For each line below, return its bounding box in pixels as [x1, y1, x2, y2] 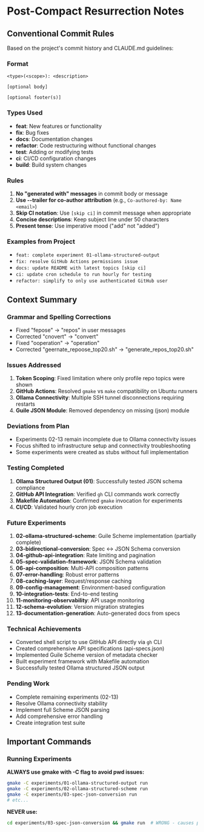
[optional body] [7, 84, 48, 90]
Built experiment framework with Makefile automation [15, 658, 150, 665]
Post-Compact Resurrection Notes [7, 4, 184, 18]
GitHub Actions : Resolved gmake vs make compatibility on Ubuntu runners [15, 387, 198, 395]
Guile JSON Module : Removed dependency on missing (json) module [15, 407, 189, 414]
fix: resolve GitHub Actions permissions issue [15, 259, 138, 265]
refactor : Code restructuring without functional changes [15, 141, 156, 149]
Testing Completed [7, 464, 64, 472]
